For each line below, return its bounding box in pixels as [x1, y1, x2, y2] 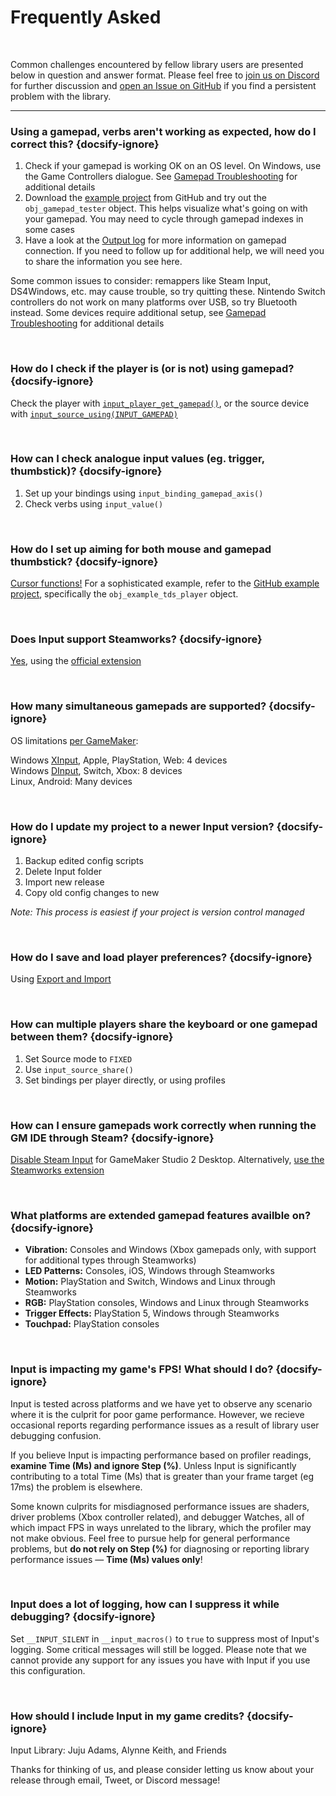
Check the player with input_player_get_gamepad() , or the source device [10, 397, 310, 409]
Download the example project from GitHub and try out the [24, 192, 267, 204]
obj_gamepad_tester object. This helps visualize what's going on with [24, 202, 308, 215]
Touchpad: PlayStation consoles [24, 1318, 160, 1330]
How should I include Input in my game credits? [10, 1709, 245, 1723]
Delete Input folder [24, 866, 103, 878]
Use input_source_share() [24, 1063, 134, 1075]
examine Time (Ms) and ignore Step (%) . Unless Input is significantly [10, 1459, 297, 1471]
